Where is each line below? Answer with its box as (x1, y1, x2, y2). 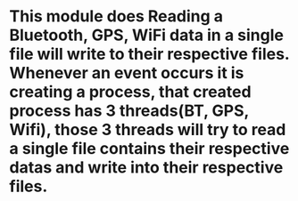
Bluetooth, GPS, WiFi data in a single (9, 25, 284, 45)
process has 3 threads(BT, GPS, (9, 100, 250, 121)
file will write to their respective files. (9, 44, 290, 64)
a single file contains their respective (9, 139, 290, 159)
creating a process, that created (9, 82, 252, 102)
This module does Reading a (9, 6, 224, 27)
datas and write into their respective (9, 157, 284, 178)
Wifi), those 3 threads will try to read (9, 120, 286, 140)
